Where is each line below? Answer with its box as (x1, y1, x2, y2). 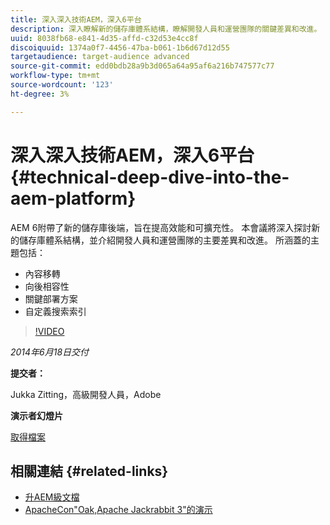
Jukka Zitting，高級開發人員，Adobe (10, 388, 162, 400)
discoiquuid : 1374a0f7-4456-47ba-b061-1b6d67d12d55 (10, 42, 230, 53)
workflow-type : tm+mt (10, 71, 101, 81)
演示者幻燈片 (10, 409, 63, 421)
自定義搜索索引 (24, 305, 87, 317)
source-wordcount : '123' (10, 80, 114, 90)
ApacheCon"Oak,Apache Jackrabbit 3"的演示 (24, 504, 213, 516)
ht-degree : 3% (10, 89, 70, 99)
